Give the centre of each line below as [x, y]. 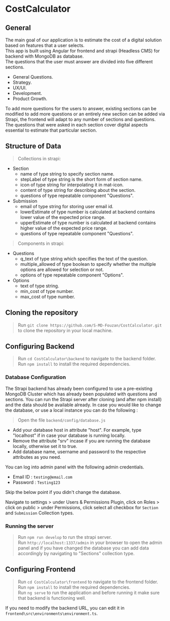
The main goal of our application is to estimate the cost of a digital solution [83, 40]
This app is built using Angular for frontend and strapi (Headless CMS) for [83, 51]
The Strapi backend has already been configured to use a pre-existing [79, 388]
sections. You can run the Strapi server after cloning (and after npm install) [83, 399]
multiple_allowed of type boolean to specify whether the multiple [88, 264]
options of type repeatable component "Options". [72, 275]
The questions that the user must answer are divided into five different [79, 61]
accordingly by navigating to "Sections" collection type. [76, 554]
